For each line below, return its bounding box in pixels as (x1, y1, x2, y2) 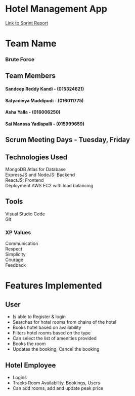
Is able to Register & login (12, 314, 66, 320)
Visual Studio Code (5, 211, 46, 217)
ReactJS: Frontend (5, 177, 44, 183)
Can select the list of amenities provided (12, 335, 97, 342)
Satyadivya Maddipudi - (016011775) (5, 97, 84, 103)
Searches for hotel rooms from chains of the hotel (12, 319, 117, 325)
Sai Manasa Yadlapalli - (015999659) (5, 121, 84, 127)
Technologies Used (5, 153, 67, 161)
